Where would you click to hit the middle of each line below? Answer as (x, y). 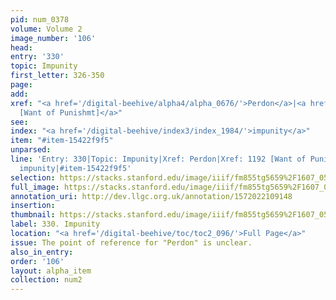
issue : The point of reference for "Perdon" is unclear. (131, 242)
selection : (33, 177)
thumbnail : (33, 215)
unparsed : (31, 150)
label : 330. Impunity (55, 224)
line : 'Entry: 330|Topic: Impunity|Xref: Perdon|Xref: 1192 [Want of (158, 159)
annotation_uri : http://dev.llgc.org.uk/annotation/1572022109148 (151, 196)
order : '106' (37, 261)
